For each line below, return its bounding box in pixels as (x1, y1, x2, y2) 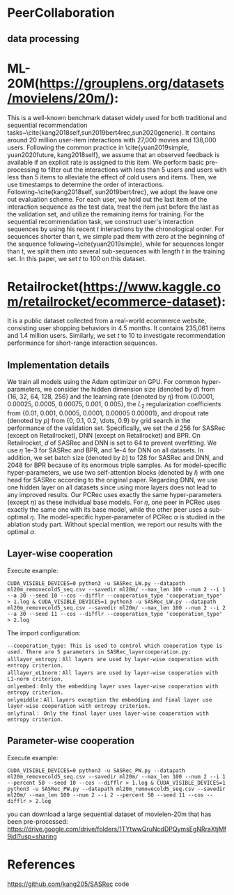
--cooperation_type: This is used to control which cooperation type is (7, 642, 223, 649)
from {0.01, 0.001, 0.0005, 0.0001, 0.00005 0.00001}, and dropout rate (7, 409, 209, 417)
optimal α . (7, 528, 36, 536)
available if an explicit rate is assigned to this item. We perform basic (7, 158, 204, 166)
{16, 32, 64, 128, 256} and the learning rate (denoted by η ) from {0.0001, (7, 392, 214, 401)
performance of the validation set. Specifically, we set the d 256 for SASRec (7, 424, 226, 432)
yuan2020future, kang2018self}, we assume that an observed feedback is (7, 150, 220, 158)
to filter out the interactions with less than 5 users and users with (40, 165, 227, 174)
